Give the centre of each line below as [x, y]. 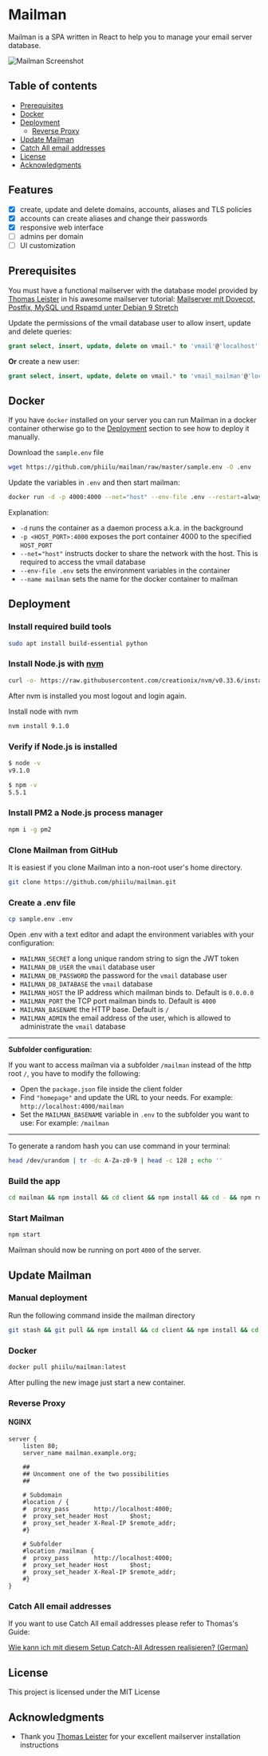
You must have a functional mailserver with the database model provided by [133, 290]
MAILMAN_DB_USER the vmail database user [87, 966]
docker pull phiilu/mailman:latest [67, 1367]
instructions [39, 1745]
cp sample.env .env [41, 919]
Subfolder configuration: [50, 1049]
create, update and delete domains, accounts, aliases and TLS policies [136, 209]
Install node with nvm [43, 711]
